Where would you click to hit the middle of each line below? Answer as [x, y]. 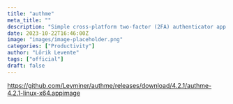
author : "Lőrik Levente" [43, 53]
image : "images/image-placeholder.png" [65, 40]
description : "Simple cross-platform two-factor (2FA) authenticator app [117, 27]
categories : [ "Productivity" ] [51, 46]
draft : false [26, 66]
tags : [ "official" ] [36, 59]
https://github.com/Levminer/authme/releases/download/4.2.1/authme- [110, 85]
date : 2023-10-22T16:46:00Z [48, 33]
